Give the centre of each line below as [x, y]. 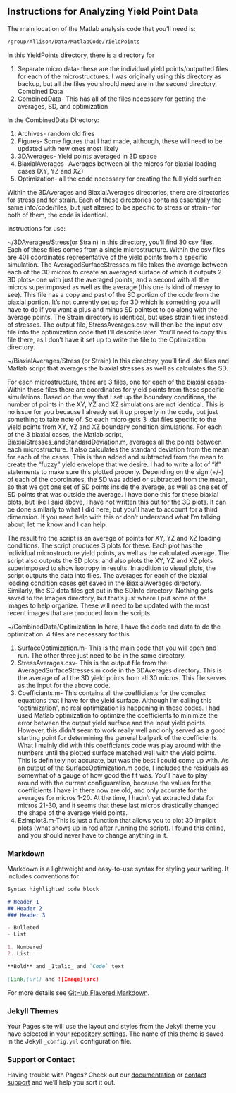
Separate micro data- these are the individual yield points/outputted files [123, 68]
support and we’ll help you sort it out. [61, 1082]
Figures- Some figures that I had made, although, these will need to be [120, 141]
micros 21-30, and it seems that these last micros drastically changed [118, 805]
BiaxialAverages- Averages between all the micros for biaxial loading [117, 163]
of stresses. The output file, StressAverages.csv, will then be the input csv [115, 325]
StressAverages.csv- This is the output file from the [92, 663]
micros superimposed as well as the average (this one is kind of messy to [114, 287]
